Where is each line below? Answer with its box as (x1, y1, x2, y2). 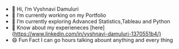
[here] (90, 24, 105, 31)
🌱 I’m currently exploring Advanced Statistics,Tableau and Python (11, 18, 170, 24)
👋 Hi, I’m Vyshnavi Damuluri (11, 6, 79, 12)
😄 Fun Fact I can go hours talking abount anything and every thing (11, 37, 173, 43)
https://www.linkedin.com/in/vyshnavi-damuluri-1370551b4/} (13, 30, 161, 37)
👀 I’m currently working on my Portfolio (11, 12, 107, 19)
